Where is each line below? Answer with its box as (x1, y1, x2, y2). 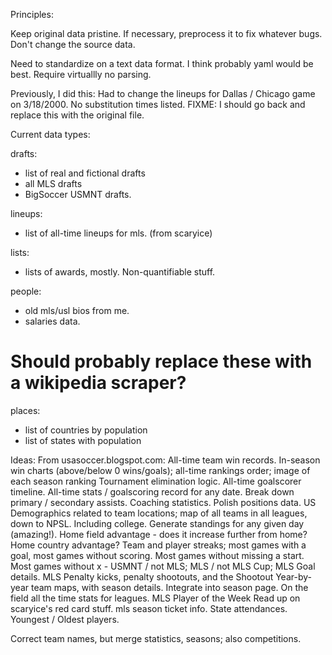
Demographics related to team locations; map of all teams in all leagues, (10, 507, 308, 519)
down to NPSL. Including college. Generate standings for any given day (10, 517, 305, 529)
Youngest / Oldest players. (10, 613, 120, 625)
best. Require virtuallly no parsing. (10, 69, 152, 80)
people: (10, 285, 42, 297)
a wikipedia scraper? (10, 372, 187, 394)
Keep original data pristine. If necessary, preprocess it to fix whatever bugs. (10, 28, 323, 39)
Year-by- (275, 570, 312, 583)
